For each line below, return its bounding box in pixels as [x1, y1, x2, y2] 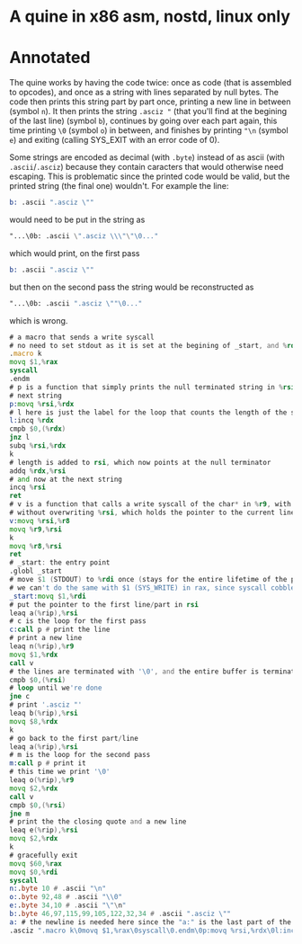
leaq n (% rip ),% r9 [9, 642, 75, 651]
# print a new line [9, 634, 83, 643]
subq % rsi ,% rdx [9, 441, 67, 450]
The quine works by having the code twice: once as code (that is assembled [9, 77, 292, 88]
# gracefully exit [9, 850, 78, 859]
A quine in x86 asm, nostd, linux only [9, 6, 290, 27]
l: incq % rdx [9, 416, 54, 425]
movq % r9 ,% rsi [9, 524, 63, 534]
